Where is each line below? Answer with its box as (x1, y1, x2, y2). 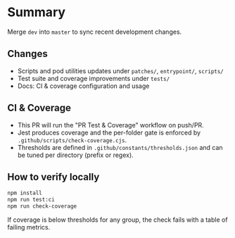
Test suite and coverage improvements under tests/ (17, 74, 170, 82)
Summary (7, 4, 65, 20)
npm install (7, 189, 42, 197)
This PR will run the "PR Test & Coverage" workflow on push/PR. (17, 120, 204, 129)
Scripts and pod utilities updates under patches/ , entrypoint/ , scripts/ (17, 66, 224, 75)
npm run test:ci (7, 196, 55, 203)
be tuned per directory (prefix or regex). (17, 151, 134, 159)
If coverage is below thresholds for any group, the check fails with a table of (7, 215, 228, 224)
